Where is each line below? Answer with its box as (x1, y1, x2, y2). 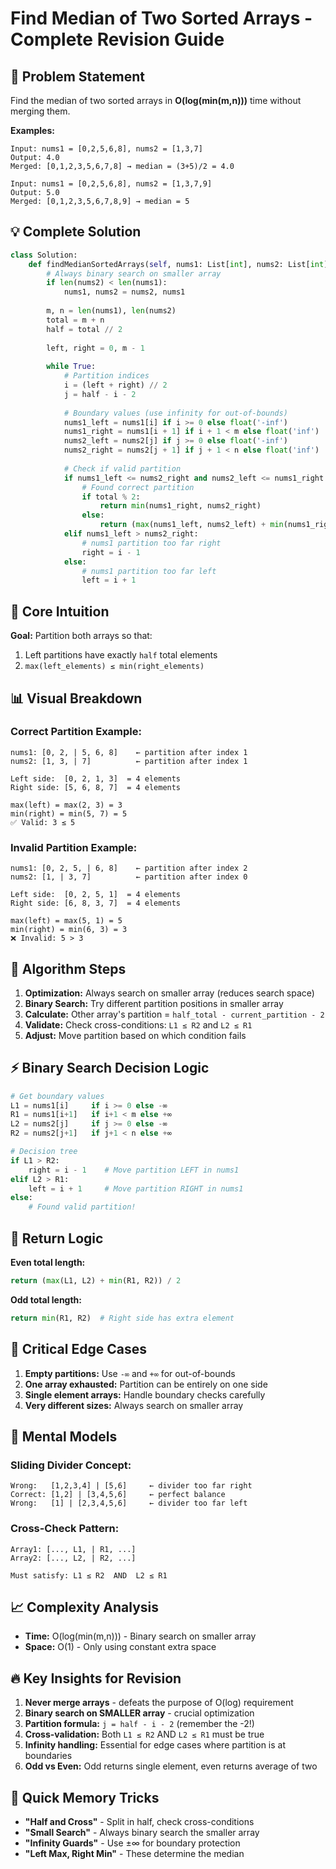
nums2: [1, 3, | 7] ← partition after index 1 (10, 756, 248, 766)
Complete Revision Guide (10, 28, 225, 51)
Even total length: (10, 1257, 86, 1269)
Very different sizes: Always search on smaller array (24, 1399, 244, 1411)
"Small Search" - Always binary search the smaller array (24, 1827, 260, 1839)
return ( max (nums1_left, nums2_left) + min (99, 520, 284, 530)
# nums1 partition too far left (81, 566, 217, 576)
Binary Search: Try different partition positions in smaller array (24, 997, 284, 1009)
